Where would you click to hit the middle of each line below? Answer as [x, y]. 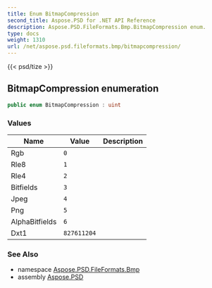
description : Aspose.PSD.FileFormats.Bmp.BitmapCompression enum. [107, 27]
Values [19, 123]
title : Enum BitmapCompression [53, 14]
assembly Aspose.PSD [50, 277]
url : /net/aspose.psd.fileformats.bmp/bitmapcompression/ [94, 46]
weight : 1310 [26, 40]
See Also [23, 254]
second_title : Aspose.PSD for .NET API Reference [82, 20]
